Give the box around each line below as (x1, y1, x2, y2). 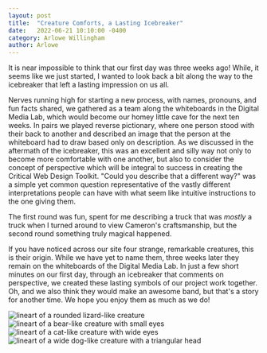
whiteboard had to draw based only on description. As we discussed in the (8, 138, 254, 147)
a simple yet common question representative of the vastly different (8, 180, 231, 189)
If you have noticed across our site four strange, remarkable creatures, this (8, 244, 254, 254)
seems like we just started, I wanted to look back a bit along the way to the (8, 72, 253, 81)
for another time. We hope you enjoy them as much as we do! (8, 295, 210, 305)
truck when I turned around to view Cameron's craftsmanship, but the (8, 220, 238, 231)
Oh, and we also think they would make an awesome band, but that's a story (8, 287, 259, 297)
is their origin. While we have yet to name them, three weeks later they (8, 253, 239, 262)
